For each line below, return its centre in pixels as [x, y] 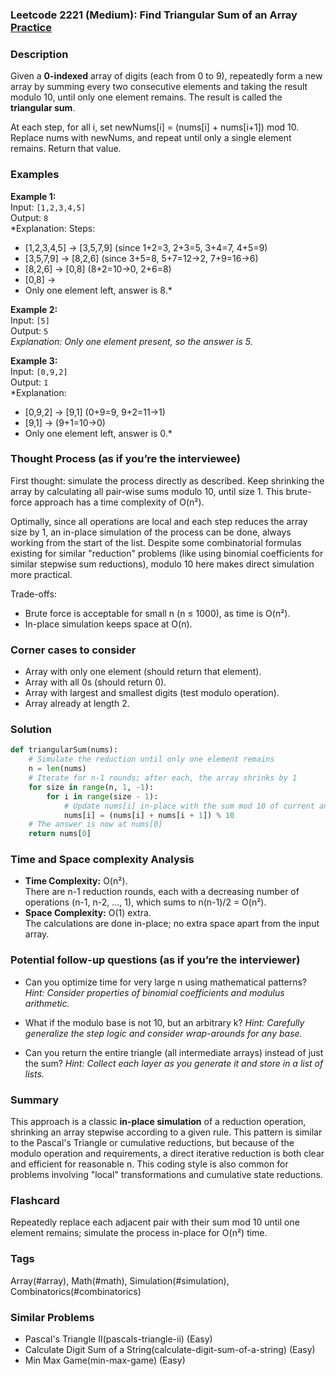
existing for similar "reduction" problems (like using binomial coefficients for [167, 553]
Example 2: [34, 309]
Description [39, 54]
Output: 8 [29, 217]
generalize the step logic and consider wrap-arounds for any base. [163, 1033]
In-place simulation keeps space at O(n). [108, 624]
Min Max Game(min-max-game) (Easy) [105, 1360]
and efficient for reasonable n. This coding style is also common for [149, 1164]
